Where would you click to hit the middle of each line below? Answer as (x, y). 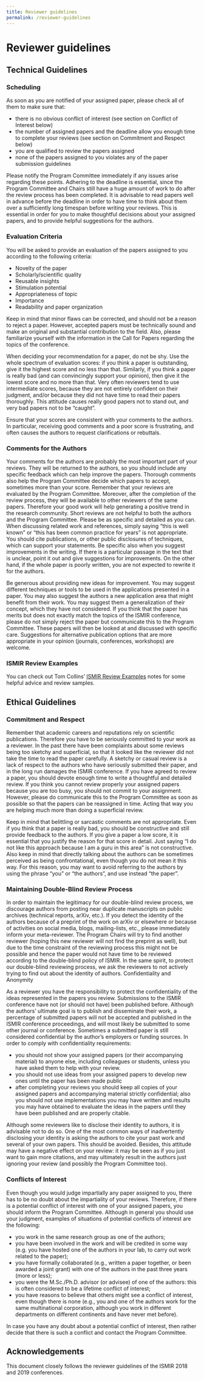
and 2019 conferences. (35, 1372)
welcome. (19, 647)
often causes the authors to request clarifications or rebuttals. (84, 433)
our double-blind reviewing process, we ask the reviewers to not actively (97, 967)
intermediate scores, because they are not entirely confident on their (92, 388)
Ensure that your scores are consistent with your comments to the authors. (100, 419)
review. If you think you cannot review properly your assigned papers (93, 784)
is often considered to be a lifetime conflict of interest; (83, 1288)
